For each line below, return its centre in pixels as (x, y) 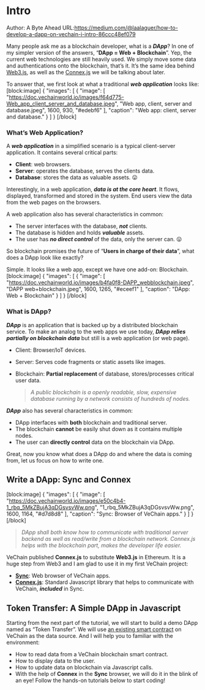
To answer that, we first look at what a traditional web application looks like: (103, 84)
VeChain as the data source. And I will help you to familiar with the (90, 636)
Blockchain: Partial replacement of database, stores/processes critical (104, 374)
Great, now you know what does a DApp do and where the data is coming (99, 454)
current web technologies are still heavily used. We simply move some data (101, 59)
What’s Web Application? (45, 133)
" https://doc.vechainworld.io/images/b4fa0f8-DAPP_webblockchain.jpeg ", (100, 282)
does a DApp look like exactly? (45, 258)
